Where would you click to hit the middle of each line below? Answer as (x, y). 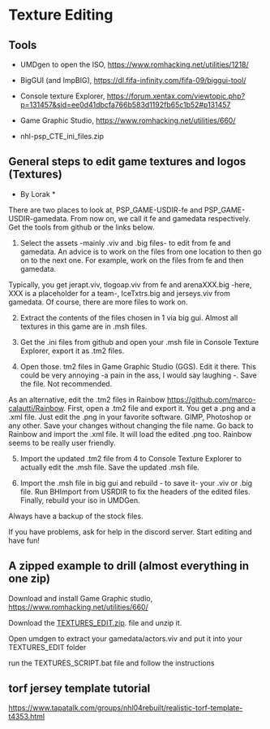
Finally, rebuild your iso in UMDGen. (80, 500)
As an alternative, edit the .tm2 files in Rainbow (87, 399)
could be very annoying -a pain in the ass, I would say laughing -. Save (138, 375)
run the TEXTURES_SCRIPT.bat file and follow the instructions (111, 663)
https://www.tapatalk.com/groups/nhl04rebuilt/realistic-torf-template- (126, 708)
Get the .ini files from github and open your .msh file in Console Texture (139, 342)
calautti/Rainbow (36, 408)
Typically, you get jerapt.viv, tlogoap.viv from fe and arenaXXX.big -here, (130, 284)
